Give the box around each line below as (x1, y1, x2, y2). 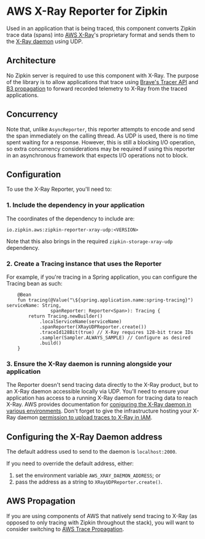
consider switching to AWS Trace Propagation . (6, 525, 125, 532)
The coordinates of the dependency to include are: (6, 215, 135, 222)
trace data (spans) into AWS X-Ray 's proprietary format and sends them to (6, 31, 195, 38)
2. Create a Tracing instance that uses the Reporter (6, 259, 162, 268)
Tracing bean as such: (6, 279, 63, 287)
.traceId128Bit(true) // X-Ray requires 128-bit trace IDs (39, 329, 193, 335)
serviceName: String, (6, 302, 62, 308)
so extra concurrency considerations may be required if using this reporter (6, 145, 195, 152)
